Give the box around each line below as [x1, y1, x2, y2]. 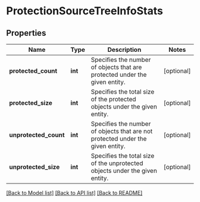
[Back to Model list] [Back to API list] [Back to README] [6, 189, 143, 196]
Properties [6, 28, 46, 38]
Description [107, 46, 142, 54]
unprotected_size [9, 163, 60, 171]
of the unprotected [90, 159, 143, 167]
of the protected [90, 95, 136, 103]
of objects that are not [90, 127, 153, 135]
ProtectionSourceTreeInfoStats [6, 4, 164, 18]
